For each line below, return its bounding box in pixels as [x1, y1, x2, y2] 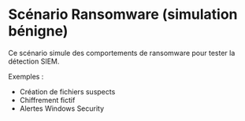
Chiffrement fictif [19, 95, 76, 104]
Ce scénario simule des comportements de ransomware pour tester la [8, 48, 236, 57]
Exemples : [8, 71, 44, 81]
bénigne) [8, 22, 69, 40]
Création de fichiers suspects [19, 86, 116, 96]
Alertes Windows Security [19, 104, 105, 113]
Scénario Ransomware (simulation [8, 5, 238, 24]
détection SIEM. [8, 57, 60, 66]
